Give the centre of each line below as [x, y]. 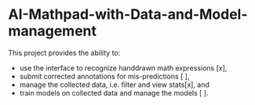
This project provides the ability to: [64, 52]
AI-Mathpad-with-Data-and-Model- [128, 14]
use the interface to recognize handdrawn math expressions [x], [123, 67]
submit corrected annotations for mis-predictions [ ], [104, 76]
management [52, 31]
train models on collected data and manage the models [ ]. [114, 92]
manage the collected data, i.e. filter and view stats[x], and [115, 85]
